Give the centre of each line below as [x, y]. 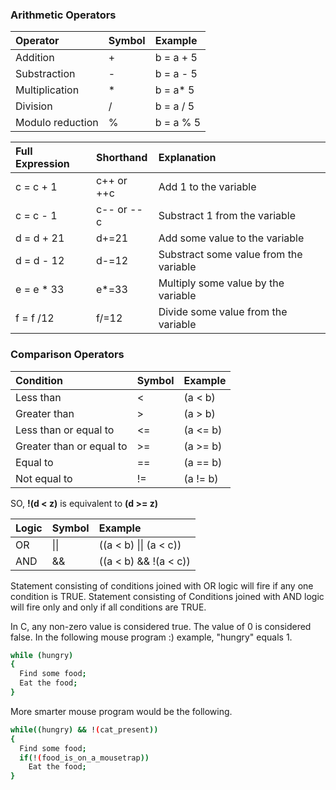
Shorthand [121, 158]
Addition [35, 58]
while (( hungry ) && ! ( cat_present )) [84, 729]
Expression [42, 164]
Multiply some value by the [221, 283]
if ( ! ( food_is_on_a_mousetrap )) [84, 758]
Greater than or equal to [71, 446]
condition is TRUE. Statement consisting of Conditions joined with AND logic [167, 596]
